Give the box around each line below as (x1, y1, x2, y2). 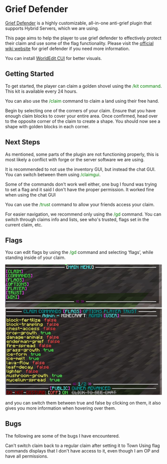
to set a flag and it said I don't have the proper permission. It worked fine (5, 186, 154, 193)
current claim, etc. (5, 222, 43, 228)
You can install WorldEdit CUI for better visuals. (5, 55, 102, 61)
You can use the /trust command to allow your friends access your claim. (5, 201, 155, 208)
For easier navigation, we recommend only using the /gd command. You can (5, 211, 162, 217)
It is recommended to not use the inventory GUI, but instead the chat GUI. (5, 166, 156, 172)
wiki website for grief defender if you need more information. (5, 45, 130, 51)
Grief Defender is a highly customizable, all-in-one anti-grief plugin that (5, 20, 152, 26)
